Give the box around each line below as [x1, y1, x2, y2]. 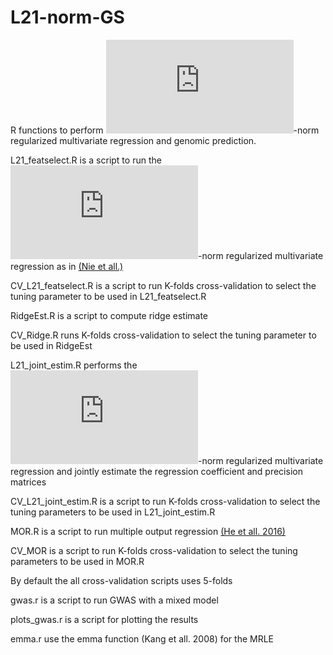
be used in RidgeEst [10, 339, 93, 351]
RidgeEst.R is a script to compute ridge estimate [10, 309, 209, 321]
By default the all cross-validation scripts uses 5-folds [10, 574, 233, 586]
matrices [10, 476, 47, 488]
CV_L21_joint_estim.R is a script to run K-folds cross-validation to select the [10, 495, 321, 507]
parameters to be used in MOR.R [10, 555, 145, 567]
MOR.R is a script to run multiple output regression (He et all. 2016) [10, 525, 286, 537]
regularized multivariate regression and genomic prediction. [10, 134, 257, 146]
